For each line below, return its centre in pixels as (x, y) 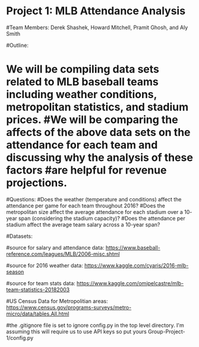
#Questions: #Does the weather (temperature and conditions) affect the (94, 199)
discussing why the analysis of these (99, 158)
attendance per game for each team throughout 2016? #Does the (86, 206)
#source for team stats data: (41, 283)
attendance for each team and (82, 145)
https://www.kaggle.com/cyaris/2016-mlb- (136, 265)
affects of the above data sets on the (99, 133)
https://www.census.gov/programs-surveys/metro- (69, 307)
